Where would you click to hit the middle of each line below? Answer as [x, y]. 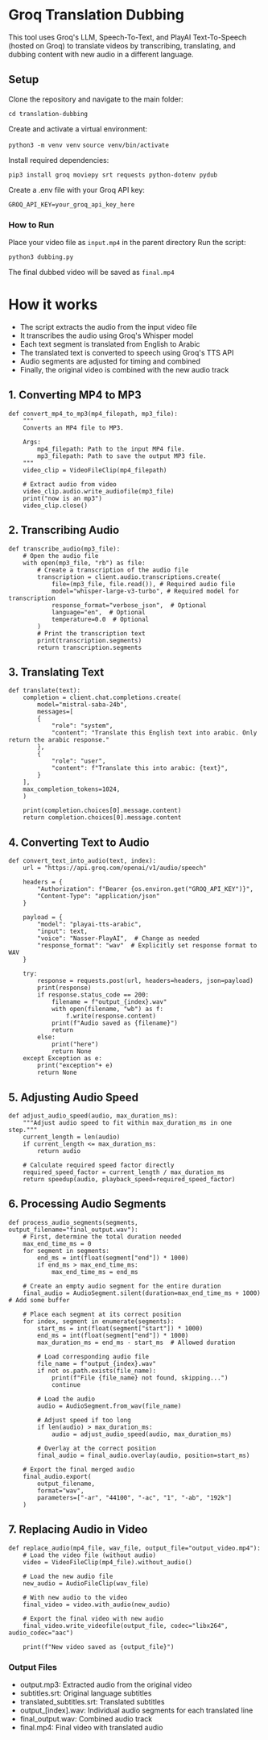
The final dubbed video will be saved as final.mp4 [91, 273]
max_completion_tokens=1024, [72, 789]
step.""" [23, 1130]
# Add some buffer [39, 1300]
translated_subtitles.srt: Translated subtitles [92, 1701]
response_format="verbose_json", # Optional [129, 605]
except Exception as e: [63, 1059]
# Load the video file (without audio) [90, 1555]
